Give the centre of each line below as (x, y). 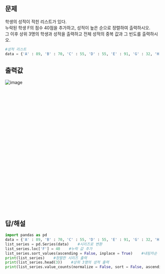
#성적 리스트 (16, 49)
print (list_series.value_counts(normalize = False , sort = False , (74, 267)
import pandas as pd (26, 235)
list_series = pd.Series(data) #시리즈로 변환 (54, 244)
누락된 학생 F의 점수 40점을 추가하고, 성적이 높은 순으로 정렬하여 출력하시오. (78, 27)
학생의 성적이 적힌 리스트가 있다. (36, 22)
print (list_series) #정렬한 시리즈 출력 (46, 258)
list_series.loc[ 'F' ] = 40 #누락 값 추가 (49, 249)
